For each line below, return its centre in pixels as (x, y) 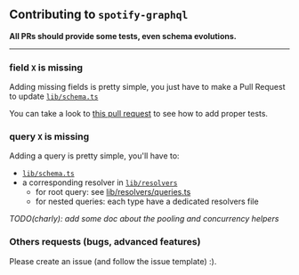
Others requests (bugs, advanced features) (105, 242)
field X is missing (46, 68)
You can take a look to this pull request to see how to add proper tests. (139, 114)
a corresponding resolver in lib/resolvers (100, 182)
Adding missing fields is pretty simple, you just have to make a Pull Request (147, 87)
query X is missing (49, 137)
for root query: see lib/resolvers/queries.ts (113, 192)
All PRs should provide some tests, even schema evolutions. (123, 36)
